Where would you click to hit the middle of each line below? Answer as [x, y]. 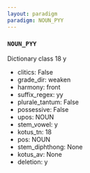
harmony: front [39, 87]
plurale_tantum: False [48, 102]
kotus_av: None [40, 154]
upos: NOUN [36, 117]
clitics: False [35, 72]
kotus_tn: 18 [35, 132]
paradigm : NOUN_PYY [36, 20]
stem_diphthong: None [50, 147]
